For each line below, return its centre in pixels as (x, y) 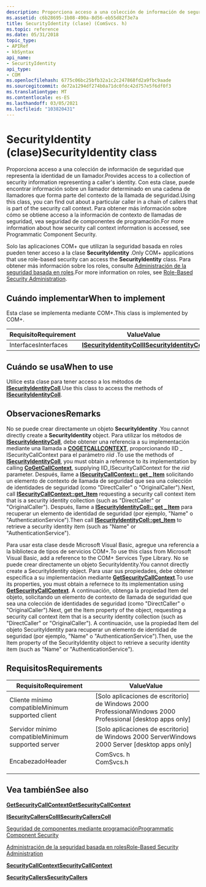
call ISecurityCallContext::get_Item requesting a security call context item (101, 494)
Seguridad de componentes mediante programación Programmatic (90, 828)
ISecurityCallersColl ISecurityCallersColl (59, 816)
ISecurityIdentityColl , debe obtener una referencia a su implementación (98, 442)
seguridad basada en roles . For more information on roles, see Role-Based (100, 272)
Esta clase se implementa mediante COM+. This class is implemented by (97, 313)
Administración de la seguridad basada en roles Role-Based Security (93, 847)
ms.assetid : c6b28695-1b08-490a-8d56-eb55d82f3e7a (72, 18)
